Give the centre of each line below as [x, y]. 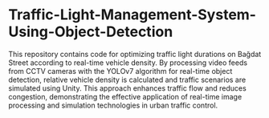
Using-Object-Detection [91, 32]
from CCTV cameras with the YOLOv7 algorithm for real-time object [120, 71]
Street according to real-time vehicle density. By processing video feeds [128, 63]
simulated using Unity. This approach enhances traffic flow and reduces [127, 88]
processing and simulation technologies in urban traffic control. [113, 105]
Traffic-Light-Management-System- [132, 15]
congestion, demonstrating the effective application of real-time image [125, 96]
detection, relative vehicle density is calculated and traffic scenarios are [127, 79]
